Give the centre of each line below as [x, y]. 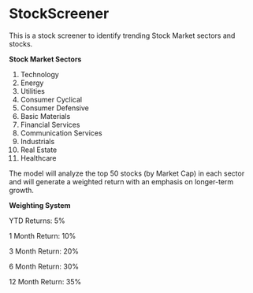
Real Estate [39, 150]
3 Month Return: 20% [44, 251]
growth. [22, 190]
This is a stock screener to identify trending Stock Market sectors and [122, 35]
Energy [32, 83]
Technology [40, 74]
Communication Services [61, 133]
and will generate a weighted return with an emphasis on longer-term [121, 181]
